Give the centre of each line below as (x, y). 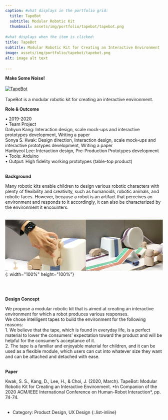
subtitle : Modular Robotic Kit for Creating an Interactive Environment (82, 48)
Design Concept (22, 299)
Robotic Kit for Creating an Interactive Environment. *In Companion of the (81, 387)
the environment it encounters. (37, 207)
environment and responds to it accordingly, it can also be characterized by (83, 202)
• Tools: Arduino (22, 156)
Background (18, 176)
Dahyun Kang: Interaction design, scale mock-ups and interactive (72, 130)
